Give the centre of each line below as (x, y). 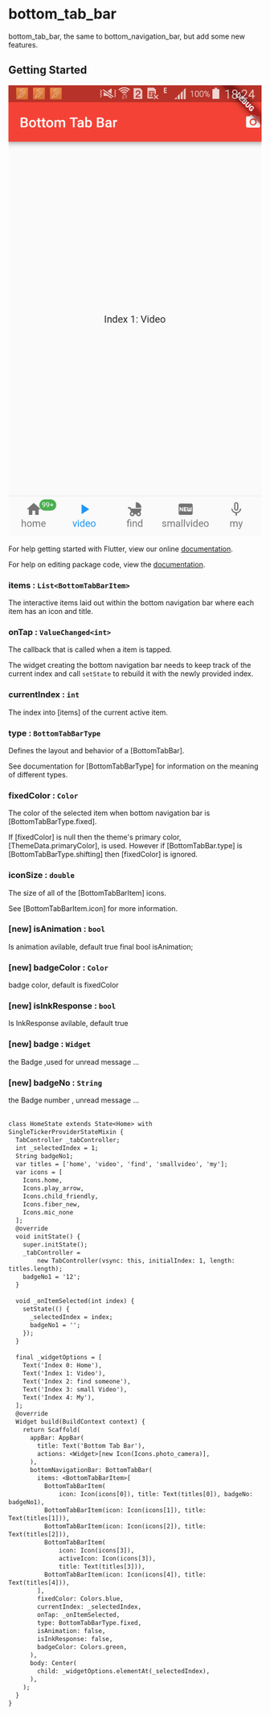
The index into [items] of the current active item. (88, 712)
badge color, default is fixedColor (63, 985)
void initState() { (48, 1237)
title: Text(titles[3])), (102, 1567)
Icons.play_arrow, (53, 1189)
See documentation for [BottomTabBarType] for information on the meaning (133, 766)
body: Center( (53, 1663)
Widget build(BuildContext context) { (81, 1422)
